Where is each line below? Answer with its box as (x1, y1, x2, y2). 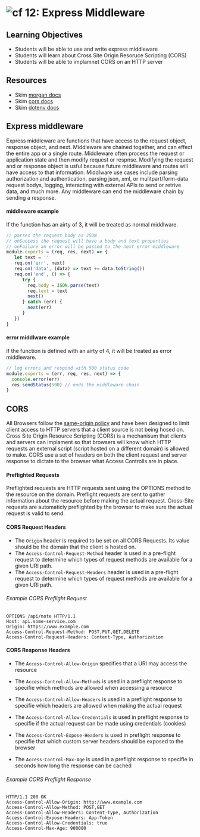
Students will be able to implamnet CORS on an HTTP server (14, 58, 164, 65)
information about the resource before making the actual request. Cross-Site (6, 497, 194, 504)
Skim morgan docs (14, 91, 61, 98)
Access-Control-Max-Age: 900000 (6, 826, 86, 832)
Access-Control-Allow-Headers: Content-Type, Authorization (6, 810, 159, 816)
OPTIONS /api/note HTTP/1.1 (6, 613, 76, 619)
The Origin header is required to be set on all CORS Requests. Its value (14, 537, 190, 544)
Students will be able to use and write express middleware (14, 45, 158, 52)
